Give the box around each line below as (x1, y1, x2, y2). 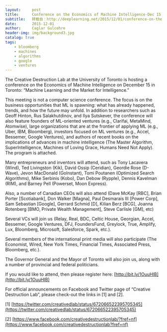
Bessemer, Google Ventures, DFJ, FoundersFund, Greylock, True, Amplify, (5, 221, 157, 227)
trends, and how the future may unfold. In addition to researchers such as (5, 108, 156, 114)
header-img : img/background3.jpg (5, 30, 75, 35)
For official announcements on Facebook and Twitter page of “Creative (5, 286, 151, 292)
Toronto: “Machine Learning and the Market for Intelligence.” (5, 87, 129, 93)
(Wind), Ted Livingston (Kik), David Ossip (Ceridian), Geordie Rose (5, 165, 141, 171)
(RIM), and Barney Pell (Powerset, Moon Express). (5, 180, 108, 187)
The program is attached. (5, 150, 57, 156)
